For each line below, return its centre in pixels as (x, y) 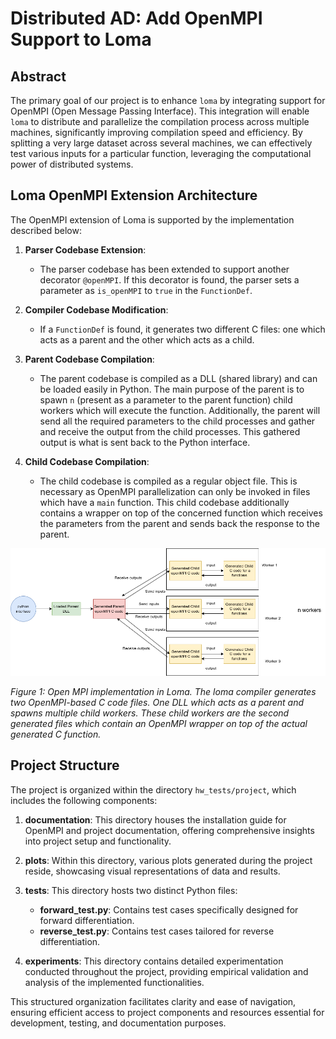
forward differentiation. (87, 920)
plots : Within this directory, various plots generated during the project (168, 860)
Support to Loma (81, 39)
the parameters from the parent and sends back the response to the (179, 523)
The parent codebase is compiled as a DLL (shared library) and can (178, 378)
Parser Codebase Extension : (85, 249)
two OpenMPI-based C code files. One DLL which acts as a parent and (157, 702)
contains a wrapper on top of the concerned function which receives (181, 513)
